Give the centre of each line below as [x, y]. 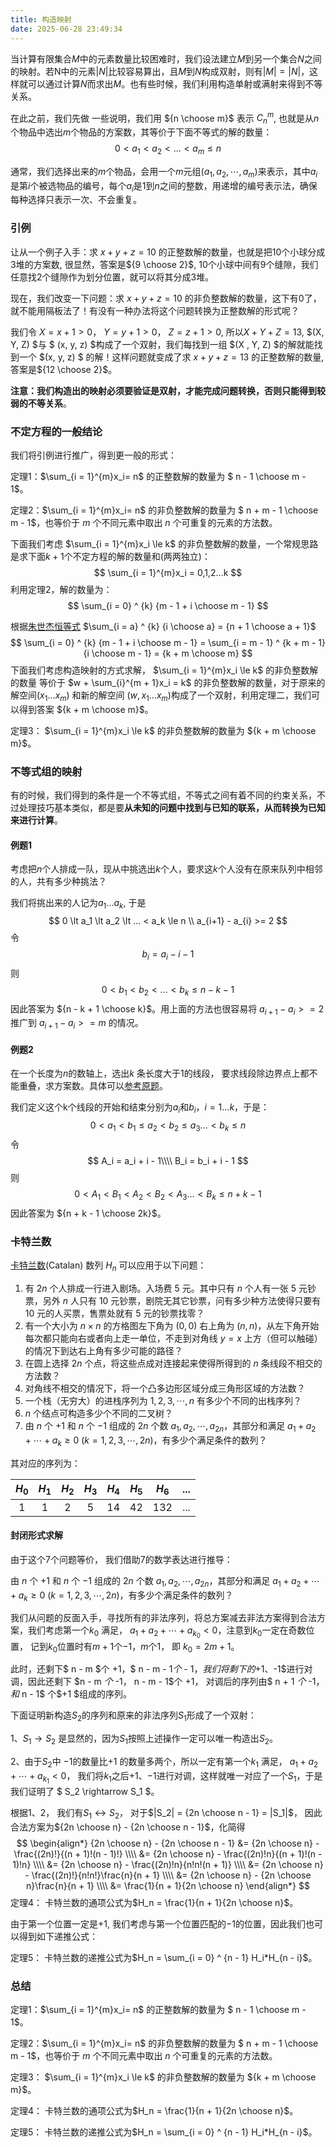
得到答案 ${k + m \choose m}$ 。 [86, 709]
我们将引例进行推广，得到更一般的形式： [93, 455]
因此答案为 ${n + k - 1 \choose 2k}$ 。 [88, 1213]
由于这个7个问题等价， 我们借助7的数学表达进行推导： [121, 1559]
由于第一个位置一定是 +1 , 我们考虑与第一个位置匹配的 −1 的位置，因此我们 [158, 1923]
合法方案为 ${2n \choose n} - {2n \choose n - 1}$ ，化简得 [128, 1827]
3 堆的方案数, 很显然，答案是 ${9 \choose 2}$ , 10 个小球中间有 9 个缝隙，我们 [164, 264]
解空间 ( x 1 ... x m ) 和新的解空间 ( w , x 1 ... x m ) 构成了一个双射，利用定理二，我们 [161, 696]
